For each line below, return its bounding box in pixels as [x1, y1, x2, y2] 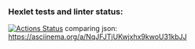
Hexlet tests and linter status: [8, 6, 123, 17]
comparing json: [64, 24, 118, 33]
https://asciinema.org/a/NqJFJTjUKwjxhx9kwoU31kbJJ [8, 32, 187, 41]
